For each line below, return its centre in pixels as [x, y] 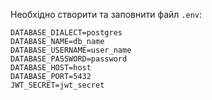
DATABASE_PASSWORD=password [69, 59]
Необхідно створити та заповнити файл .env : [106, 14]
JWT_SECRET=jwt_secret [57, 85]
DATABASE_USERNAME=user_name [71, 50]
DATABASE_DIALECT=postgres [66, 33]
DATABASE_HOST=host [51, 68]
